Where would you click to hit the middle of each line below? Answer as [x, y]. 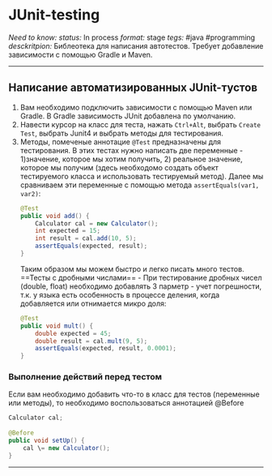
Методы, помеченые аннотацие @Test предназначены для [120, 142]
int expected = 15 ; [68, 231]
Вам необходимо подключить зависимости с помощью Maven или [136, 107]
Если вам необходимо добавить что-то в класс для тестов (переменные [134, 394]
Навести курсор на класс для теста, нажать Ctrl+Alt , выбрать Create [140, 124]
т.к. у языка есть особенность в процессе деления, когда [120, 294]
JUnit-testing [54, 15]
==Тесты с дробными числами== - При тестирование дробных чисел [141, 277]
